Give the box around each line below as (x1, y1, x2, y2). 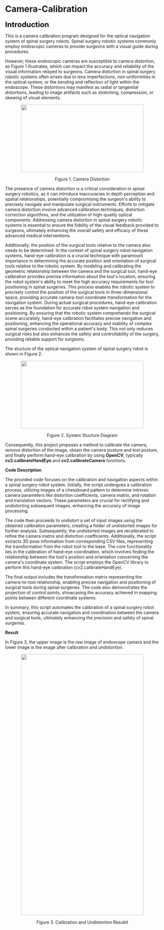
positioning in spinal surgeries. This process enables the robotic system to (5, 284, 155, 290)
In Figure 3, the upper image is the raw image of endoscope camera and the (5, 639, 159, 645)
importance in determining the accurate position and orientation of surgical (5, 258, 157, 263)
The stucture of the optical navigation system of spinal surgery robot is (5, 346, 148, 351)
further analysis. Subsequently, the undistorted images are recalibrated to (5, 527, 154, 534)
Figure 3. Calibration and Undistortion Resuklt (36, 919, 128, 925)
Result (5, 629, 19, 635)
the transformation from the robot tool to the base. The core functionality (5, 543, 152, 549)
